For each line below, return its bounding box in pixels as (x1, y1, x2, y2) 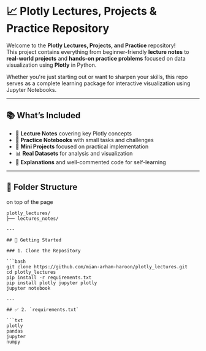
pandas (6, 328, 23, 334)
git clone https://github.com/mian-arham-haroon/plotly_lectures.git (6, 263, 188, 270)
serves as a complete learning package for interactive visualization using (6, 80, 191, 87)
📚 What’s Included (6, 110, 81, 121)
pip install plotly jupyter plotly (6, 279, 97, 286)
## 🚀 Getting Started (6, 236, 62, 243)
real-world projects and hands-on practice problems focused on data (6, 55, 186, 62)
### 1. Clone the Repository (6, 247, 81, 254)
